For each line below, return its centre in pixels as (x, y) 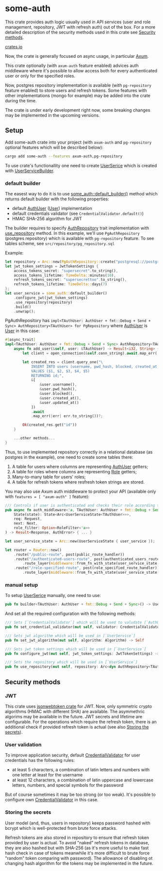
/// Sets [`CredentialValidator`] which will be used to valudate (73, 623)
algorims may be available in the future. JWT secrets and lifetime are (74, 716)
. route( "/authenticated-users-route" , (53, 559)
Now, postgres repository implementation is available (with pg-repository (78, 85)
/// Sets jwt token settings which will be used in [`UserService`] (76, 649)
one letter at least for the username (47, 775)
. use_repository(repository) (43, 302)
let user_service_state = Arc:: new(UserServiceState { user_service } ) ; (80, 541)
